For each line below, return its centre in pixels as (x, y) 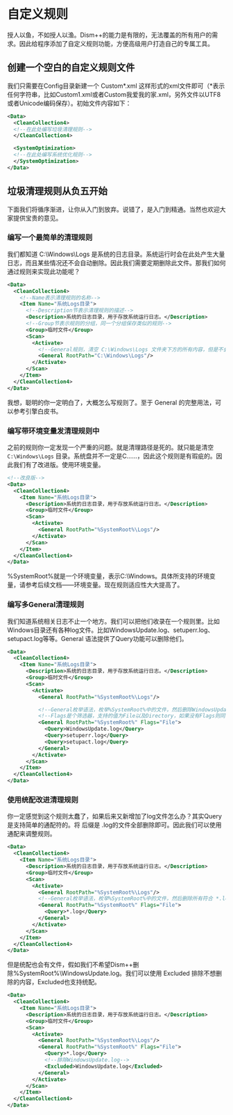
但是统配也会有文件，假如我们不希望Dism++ (70, 965)
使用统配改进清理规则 (43, 800)
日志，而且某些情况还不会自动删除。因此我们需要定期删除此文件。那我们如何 (116, 262)
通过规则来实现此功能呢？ (44, 271)
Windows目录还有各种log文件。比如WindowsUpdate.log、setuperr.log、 (111, 630)
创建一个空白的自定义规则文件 (71, 68)
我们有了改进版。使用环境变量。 (59, 465)
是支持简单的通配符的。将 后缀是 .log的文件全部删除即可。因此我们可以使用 (114, 825)
